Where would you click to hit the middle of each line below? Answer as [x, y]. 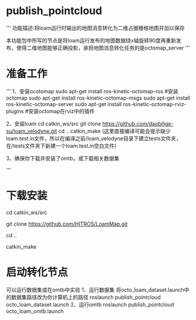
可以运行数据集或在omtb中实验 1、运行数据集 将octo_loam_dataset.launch [95, 289]
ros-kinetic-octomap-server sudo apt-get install [64, 104]
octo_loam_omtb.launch [35, 311]
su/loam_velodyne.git [32, 131]
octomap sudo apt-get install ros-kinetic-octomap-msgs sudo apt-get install [98, 98]
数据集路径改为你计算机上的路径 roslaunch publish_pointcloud [86, 297]
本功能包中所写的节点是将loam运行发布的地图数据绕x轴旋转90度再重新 [91, 40]
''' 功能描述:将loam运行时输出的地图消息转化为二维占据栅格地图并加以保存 [95, 28]
